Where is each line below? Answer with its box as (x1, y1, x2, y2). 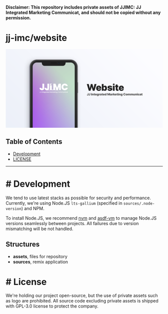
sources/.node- (123, 201, 155, 206)
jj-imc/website (5, 32, 67, 44)
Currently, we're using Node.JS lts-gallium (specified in (5, 200, 123, 206)
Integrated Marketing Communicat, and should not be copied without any (5, 9, 161, 15)
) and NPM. (21, 205, 44, 211)
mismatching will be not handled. (5, 226, 74, 232)
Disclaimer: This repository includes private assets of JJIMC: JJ (5, 4, 142, 10)
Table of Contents (5, 137, 63, 146)
